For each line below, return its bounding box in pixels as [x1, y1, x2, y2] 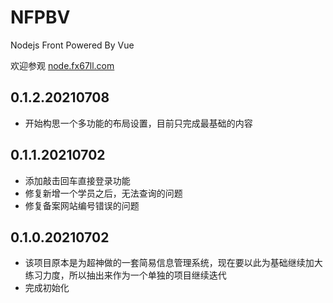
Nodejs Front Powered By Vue [10, 39, 135, 51]
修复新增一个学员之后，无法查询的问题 [24, 187, 183, 199]
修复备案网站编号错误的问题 [24, 199, 140, 211]
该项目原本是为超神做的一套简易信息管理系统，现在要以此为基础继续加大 [24, 257, 323, 269]
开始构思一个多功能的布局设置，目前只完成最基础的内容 [24, 117, 253, 129]
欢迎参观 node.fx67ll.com [10, 59, 115, 71]
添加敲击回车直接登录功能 [24, 174, 131, 186]
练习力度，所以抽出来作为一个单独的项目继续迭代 [24, 269, 227, 281]
